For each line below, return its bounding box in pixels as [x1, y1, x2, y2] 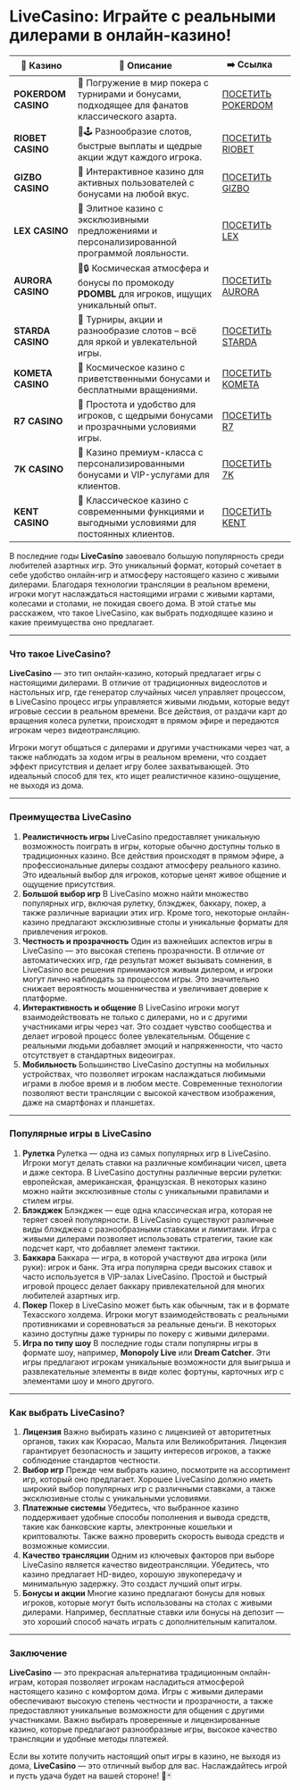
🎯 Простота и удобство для [77, 397, 196, 410]
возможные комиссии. [21, 1541, 110, 1552]
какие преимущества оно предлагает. [9, 616, 154, 627]
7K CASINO [13, 463, 64, 475]
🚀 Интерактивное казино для [77, 165, 204, 178]
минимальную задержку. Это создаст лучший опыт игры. [21, 1578, 243, 1589]
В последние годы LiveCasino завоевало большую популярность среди [9, 550, 284, 561]
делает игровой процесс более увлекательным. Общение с [21, 1030, 251, 1041]
